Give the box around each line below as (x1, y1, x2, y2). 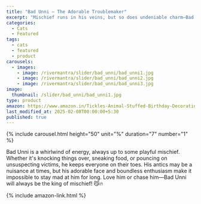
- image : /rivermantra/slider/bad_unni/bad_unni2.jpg (17, 75, 154, 81)
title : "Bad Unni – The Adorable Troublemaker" (6, 8, 127, 15)
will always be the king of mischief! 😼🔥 (6, 180, 103, 187)
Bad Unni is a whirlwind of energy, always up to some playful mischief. (6, 149, 180, 156)
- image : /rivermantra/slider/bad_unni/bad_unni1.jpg (17, 70, 154, 76)
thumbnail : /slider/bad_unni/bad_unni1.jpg (11, 92, 121, 98)
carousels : (6, 58, 33, 64)
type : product (6, 97, 42, 103)
